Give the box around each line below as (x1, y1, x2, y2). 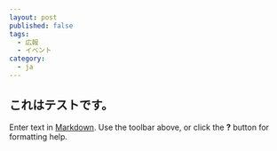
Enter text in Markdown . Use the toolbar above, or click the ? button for (9, 122, 269, 132)
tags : (9, 29, 29, 38)
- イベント (17, 46, 52, 55)
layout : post (9, 12, 58, 22)
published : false (9, 21, 74, 30)
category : (9, 54, 46, 63)
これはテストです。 (9, 98, 114, 113)
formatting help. (9, 131, 68, 142)
